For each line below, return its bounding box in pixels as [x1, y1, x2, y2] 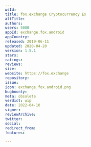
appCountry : [5, 35, 29, 40]
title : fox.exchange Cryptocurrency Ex [5, 12, 87, 17]
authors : [5, 21, 23, 26]
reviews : [5, 62, 23, 67]
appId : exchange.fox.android [5, 30, 65, 35]
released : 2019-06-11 [5, 39, 49, 44]
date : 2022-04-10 [5, 103, 41, 108]
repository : [5, 75, 29, 80]
